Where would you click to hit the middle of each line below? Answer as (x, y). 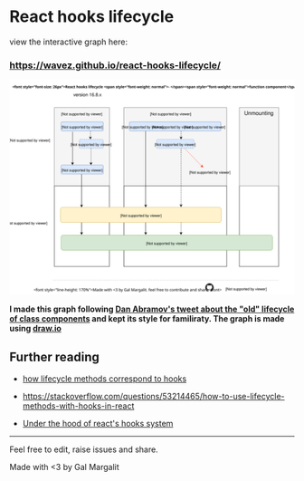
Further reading (54, 356)
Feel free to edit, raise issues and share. (84, 449)
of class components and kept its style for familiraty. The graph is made (147, 319)
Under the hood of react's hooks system (98, 424)
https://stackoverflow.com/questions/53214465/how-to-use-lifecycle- (153, 397)
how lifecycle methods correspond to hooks (104, 379)
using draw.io (35, 329)
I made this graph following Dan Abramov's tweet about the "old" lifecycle (152, 309)
